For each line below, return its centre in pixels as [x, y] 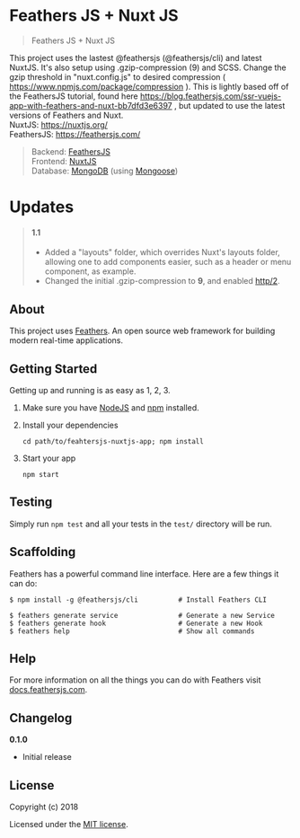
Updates [42, 207]
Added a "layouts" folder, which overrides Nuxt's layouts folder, [162, 252]
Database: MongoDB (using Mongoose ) [105, 171]
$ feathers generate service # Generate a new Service [142, 615]
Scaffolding [43, 552]
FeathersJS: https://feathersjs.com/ [75, 134]
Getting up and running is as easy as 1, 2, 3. [90, 390]
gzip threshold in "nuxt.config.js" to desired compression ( [118, 76]
